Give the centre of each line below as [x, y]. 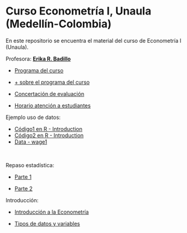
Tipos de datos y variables [47, 223]
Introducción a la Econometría [51, 212]
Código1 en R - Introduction [48, 129]
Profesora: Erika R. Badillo [38, 59]
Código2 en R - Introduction [49, 135]
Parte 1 [23, 177]
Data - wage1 [31, 142]
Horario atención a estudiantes [52, 105]
